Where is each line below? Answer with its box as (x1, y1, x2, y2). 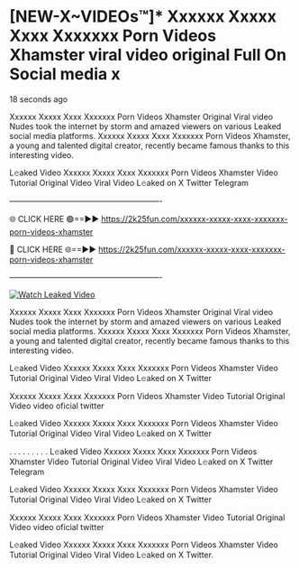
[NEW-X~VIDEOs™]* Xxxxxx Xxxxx (9, 6, 277, 27)
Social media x (9, 64, 121, 85)
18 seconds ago (9, 93, 68, 105)
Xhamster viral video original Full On (9, 45, 286, 65)
